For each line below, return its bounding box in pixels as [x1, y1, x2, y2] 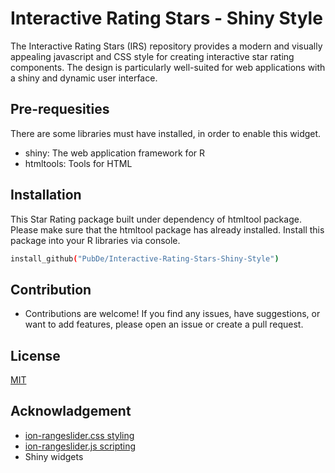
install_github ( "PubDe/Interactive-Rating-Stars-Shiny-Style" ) [10, 253, 280, 264]
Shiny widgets [24, 450, 84, 462]
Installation [10, 187, 82, 204]
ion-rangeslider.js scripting [24, 440, 137, 452]
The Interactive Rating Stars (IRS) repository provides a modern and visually [10, 40, 323, 52]
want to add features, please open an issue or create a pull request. [24, 318, 304, 331]
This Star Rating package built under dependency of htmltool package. [10, 213, 302, 225]
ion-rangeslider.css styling [24, 429, 135, 441]
